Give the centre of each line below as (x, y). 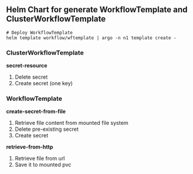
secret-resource (27, 66)
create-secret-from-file (36, 111)
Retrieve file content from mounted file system (72, 123)
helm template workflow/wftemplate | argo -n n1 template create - (91, 38)
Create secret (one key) (44, 83)
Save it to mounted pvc (43, 165)
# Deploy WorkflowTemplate (39, 33)
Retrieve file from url (40, 159)
